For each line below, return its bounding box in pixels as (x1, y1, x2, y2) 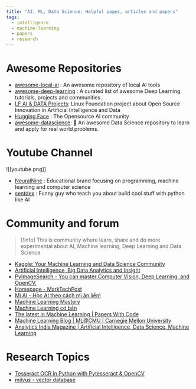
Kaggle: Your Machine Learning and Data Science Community (14, 260, 165, 267)
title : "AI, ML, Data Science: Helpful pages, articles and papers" (6, 8, 178, 15)
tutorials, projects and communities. (14, 94, 102, 101)
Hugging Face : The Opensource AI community (14, 112, 129, 120)
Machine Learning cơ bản (14, 304, 77, 311)
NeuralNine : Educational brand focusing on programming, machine (14, 177, 179, 184)
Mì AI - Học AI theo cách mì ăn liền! (14, 291, 102, 299)
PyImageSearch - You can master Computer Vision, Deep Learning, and (14, 273, 190, 280)
